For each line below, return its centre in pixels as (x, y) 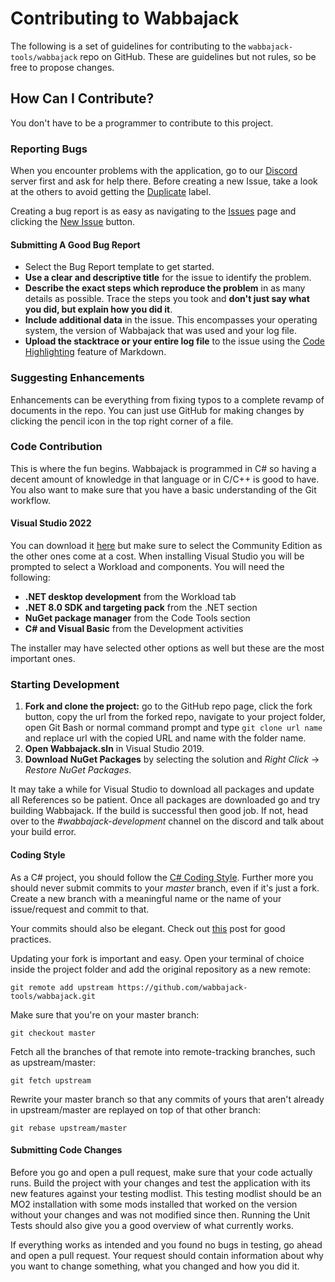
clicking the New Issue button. (72, 222)
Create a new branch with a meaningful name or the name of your (146, 898)
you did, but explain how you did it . (98, 309)
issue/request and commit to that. (80, 909)
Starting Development (65, 684)
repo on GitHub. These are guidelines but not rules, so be (198, 56)
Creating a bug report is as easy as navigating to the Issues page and (153, 211)
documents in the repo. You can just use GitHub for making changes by (157, 410)
